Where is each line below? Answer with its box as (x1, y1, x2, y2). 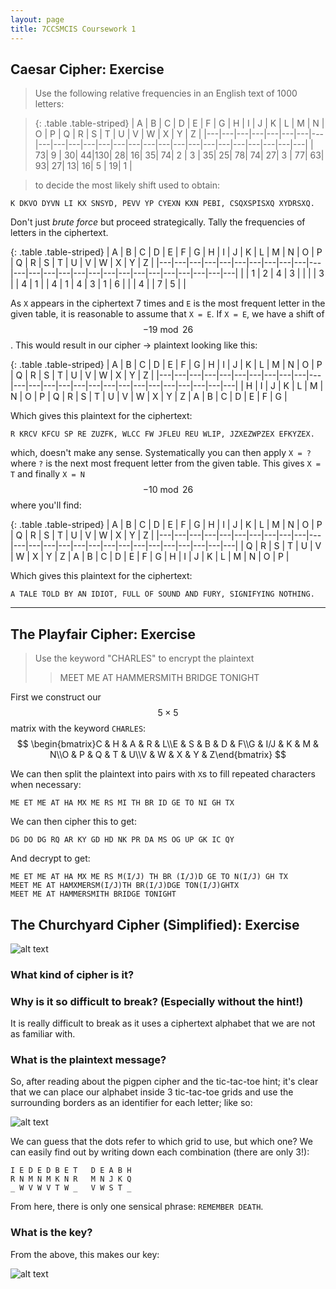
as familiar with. (10, 1028, 76, 1040)
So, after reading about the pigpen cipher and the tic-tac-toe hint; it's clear (10, 1076, 319, 1088)
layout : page (10, 14, 65, 25)
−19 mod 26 (142, 324, 194, 336)
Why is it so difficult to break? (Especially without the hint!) (10, 994, 304, 1008)
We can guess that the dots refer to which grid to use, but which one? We (10, 1136, 313, 1148)
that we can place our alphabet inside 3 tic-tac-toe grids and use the (10, 1086, 294, 1098)
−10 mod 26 (142, 484, 194, 496)
